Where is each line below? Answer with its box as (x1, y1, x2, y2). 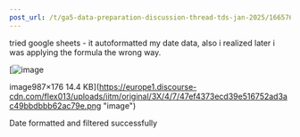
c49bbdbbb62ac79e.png (9, 100, 102, 111)
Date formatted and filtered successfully (9, 117, 158, 128)
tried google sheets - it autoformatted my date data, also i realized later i (9, 37, 275, 48)
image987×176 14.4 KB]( (9, 81, 100, 92)
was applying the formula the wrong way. (9, 46, 162, 58)
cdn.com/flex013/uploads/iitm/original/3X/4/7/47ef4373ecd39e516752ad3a (9, 91, 288, 101)
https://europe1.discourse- (98, 81, 197, 92)
